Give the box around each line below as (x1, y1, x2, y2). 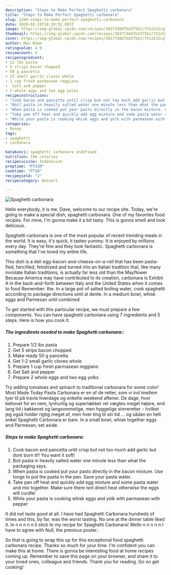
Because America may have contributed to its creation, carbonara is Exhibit (5, 275, 163, 281)
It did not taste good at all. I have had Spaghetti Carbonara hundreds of (5, 511, 155, 517)
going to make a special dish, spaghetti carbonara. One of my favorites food (5, 212, 165, 218)
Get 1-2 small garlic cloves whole (12, 358, 82, 364)
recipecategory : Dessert (5, 178, 58, 183)
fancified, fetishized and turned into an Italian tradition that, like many (16, 264, 161, 270)
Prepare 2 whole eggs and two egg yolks (12, 374, 99, 381)
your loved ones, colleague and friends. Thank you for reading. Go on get (5, 559, 159, 565)
